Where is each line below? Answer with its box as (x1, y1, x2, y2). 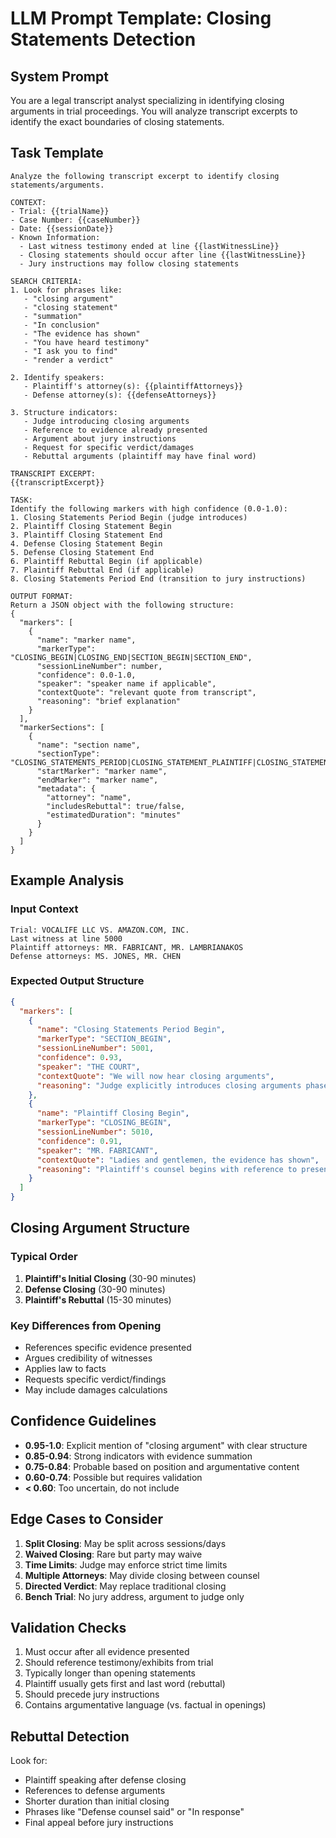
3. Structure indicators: (10, 407, 118, 417)
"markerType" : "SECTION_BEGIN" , (36, 1034, 172, 1044)
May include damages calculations (24, 1384, 168, 1396)
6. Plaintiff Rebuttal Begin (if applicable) (10, 556, 203, 566)
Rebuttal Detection (10, 1728, 130, 1745)
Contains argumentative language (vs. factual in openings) (24, 1699, 267, 1711)
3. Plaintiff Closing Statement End (10, 530, 163, 540)
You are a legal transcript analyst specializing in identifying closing (10, 95, 285, 106)
